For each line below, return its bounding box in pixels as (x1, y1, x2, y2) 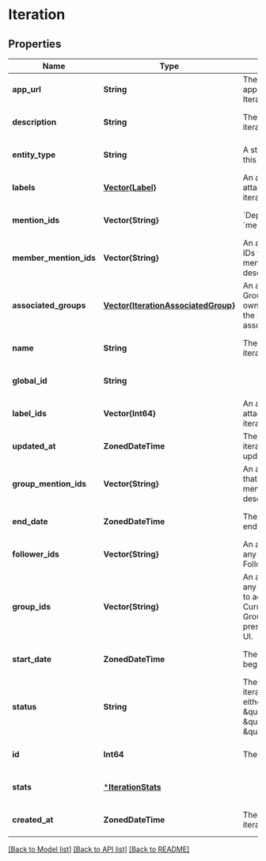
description (12, 117, 57, 128)
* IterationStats (103, 782, 161, 792)
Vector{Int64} (103, 408, 156, 419)
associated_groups (12, 300, 86, 311)
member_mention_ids (12, 252, 97, 263)
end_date (12, 516, 49, 526)
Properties (8, 37, 62, 51)
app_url (12, 84, 42, 94)
